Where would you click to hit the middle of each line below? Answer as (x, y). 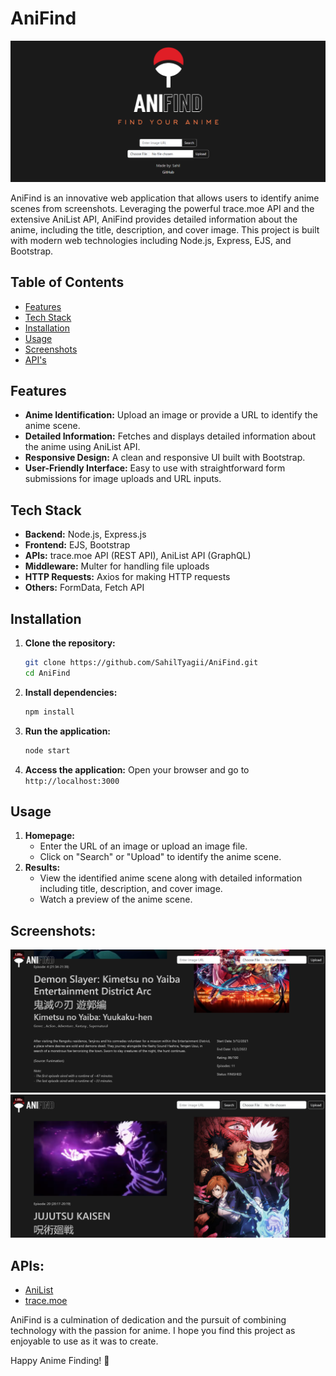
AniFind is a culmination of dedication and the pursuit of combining (148, 1320)
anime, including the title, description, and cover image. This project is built (165, 229)
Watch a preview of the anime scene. (116, 899)
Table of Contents (67, 282)
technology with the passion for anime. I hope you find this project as (153, 1331)
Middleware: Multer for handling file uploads (117, 566)
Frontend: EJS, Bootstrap (77, 545)
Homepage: (49, 836)
